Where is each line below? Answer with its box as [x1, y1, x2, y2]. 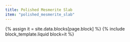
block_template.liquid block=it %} [5, 31, 74, 37]
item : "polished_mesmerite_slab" [5, 12, 75, 17]
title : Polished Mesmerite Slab [5, 7, 72, 12]
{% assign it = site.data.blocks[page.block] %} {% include [5, 25, 125, 31]
